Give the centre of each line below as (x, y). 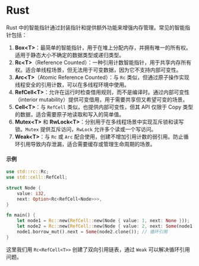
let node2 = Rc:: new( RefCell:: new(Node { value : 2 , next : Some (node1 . (106, 226)
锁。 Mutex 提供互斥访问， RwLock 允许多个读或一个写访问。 (86, 129)
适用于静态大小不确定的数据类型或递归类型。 (70, 55)
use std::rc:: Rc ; (28, 172)
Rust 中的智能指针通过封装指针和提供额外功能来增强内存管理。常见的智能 (96, 27)
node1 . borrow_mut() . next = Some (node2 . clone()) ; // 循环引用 (92, 232)
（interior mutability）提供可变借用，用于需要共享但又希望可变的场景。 (101, 99)
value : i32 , (31, 194)
